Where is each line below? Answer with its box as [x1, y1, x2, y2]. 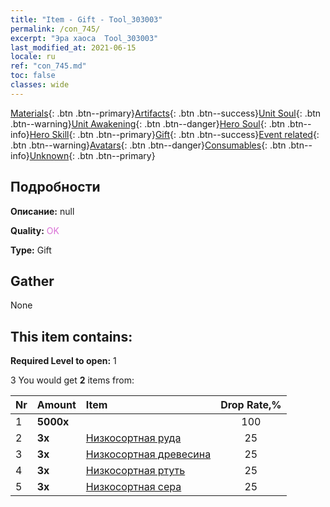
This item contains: [10, 328, 133, 345]
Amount [36, 398, 77, 412]
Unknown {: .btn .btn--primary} [29, 149, 156, 161]
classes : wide [10, 80, 70, 90]
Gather [10, 272, 55, 290]
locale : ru [10, 52, 56, 62]
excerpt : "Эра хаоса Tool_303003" [10, 33, 159, 43]
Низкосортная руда [85, 431, 182, 445]
